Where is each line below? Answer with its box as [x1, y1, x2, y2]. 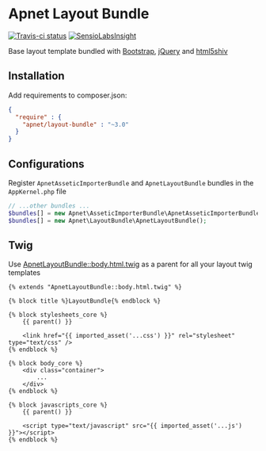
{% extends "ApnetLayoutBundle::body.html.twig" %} [8, 283, 182, 292]
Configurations [8, 157, 85, 170]
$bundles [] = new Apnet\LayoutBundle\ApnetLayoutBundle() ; [8, 216, 207, 224]
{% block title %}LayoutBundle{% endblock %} [8, 297, 161, 305]
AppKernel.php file [8, 186, 67, 196]
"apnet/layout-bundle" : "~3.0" [22, 120, 129, 128]
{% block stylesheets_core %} [8, 311, 108, 319]
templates [8, 268, 41, 277]
